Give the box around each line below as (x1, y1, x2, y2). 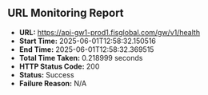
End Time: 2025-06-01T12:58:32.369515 (18, 44, 154, 54)
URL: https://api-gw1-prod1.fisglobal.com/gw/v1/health (18, 27, 201, 37)
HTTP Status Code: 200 (18, 61, 100, 71)
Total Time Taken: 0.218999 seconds (18, 53, 143, 62)
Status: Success (18, 69, 74, 79)
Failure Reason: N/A (18, 78, 87, 88)
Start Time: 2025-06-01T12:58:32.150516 (18, 36, 157, 46)
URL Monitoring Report (7, 6, 125, 20)
